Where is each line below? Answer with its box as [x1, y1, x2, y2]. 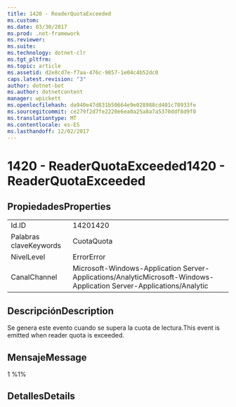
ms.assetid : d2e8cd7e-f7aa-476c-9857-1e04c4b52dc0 [7, 69, 159, 76]
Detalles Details [7, 390, 76, 402]
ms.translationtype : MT [7, 114, 77, 121]
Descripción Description [7, 305, 114, 316]
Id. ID [11, 220, 27, 230]
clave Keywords [11, 241, 62, 251]
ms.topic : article [7, 62, 61, 69]
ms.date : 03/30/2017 [7, 23, 68, 30]
